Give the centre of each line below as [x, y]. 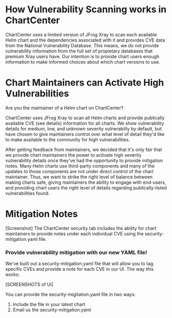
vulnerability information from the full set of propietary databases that [79, 51]
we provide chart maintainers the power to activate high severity [73, 155]
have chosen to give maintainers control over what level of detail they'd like [85, 134]
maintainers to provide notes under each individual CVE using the [74, 233]
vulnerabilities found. [27, 193]
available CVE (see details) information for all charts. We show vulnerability [85, 123]
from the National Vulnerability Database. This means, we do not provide [82, 45]
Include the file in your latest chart [49, 305]
